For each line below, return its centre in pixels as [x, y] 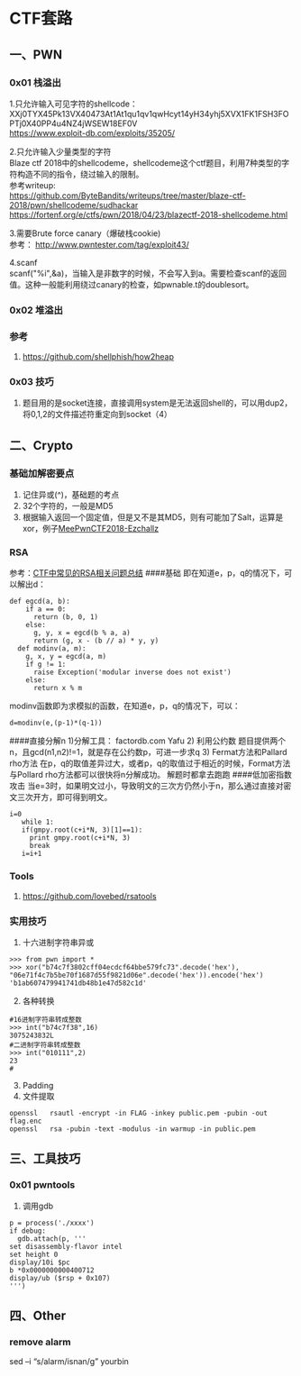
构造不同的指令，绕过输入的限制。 [80, 174]
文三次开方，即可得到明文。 [61, 797]
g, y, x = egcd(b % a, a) [82, 633]
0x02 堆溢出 [36, 310]
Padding [38, 1085]
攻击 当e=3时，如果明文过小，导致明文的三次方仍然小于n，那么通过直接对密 [150, 786]
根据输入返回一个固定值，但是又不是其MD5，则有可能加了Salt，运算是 [153, 517]
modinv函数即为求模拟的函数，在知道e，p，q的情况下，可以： [125, 706]
